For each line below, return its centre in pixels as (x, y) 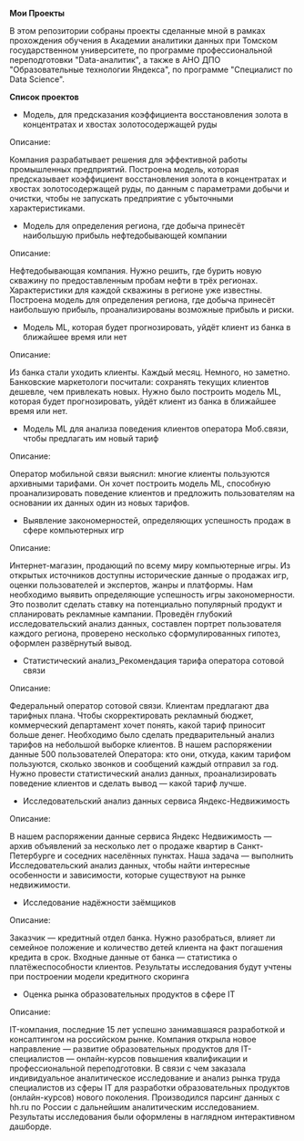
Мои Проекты (37, 13)
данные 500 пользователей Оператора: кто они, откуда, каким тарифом (150, 754)
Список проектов (44, 97)
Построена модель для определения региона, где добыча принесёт (142, 300)
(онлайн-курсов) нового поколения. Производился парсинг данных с (145, 1097)
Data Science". (37, 79)
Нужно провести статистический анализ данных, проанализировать (143, 773)
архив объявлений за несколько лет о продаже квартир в (122, 846)
